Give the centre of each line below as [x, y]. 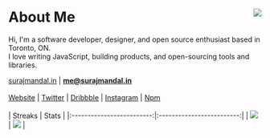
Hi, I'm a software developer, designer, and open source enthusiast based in [135, 39]
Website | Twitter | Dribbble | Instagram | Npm [84, 97]
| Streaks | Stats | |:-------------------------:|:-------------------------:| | [129, 116]
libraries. [23, 65]
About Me [42, 17]
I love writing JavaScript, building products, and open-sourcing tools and [129, 56]
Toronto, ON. [30, 47]
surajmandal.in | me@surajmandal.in [70, 80]
